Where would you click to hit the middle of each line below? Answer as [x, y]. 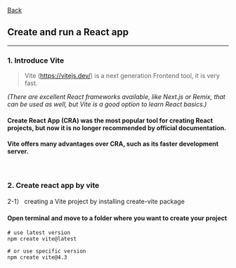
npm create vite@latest [42, 239]
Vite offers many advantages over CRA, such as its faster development [113, 144]
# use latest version [39, 233]
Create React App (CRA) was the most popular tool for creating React [110, 120]
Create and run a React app [68, 32]
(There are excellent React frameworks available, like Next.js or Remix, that [117, 97]
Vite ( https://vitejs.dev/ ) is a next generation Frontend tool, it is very [122, 76]
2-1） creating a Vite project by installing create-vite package [96, 202]
